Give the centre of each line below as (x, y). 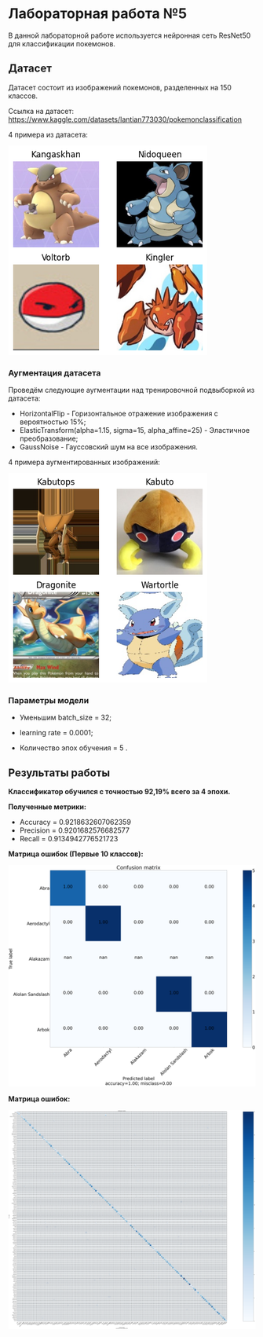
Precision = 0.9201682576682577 (74, 830)
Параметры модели (49, 700)
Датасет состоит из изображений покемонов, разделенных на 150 (120, 87)
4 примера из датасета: (48, 134)
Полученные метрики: (47, 807)
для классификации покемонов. (62, 43)
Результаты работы (59, 773)
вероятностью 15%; (53, 422)
